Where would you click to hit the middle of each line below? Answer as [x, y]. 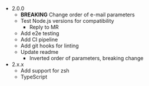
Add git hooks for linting [50, 46]
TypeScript [34, 77]
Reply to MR [44, 27]
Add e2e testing [40, 33]
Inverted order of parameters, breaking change [86, 58]
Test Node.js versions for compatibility [67, 21]
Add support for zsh [45, 70]
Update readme [39, 52]
